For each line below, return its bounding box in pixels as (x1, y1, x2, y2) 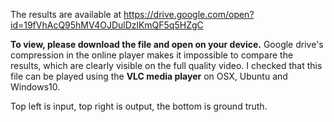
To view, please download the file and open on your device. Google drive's (10, 39, 324, 50)
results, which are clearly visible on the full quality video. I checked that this (10, 60, 323, 71)
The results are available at (10, 9, 122, 20)
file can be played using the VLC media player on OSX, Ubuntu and (10, 70, 288, 82)
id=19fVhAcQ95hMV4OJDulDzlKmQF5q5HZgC (10, 19, 204, 31)
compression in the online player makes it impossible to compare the (10, 49, 294, 61)
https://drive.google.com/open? (123, 9, 255, 20)
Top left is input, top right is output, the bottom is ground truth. (10, 100, 268, 112)
